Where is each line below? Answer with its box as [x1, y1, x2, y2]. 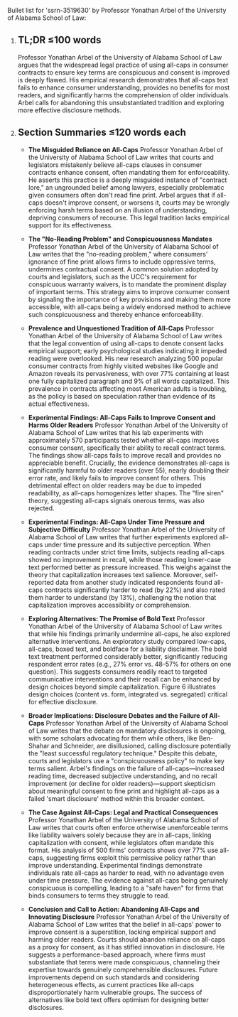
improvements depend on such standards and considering [28, 973, 200, 981]
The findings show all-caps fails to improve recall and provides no [28, 451, 222, 459]
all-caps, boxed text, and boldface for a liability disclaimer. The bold [28, 645, 227, 653]
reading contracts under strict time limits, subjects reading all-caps [28, 547, 225, 556]
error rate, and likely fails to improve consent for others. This [28, 473, 206, 482]
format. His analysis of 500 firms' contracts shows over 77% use [28, 846, 219, 854]
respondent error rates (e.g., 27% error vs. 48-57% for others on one [28, 660, 232, 668]
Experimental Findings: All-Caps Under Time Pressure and [28, 517, 205, 526]
